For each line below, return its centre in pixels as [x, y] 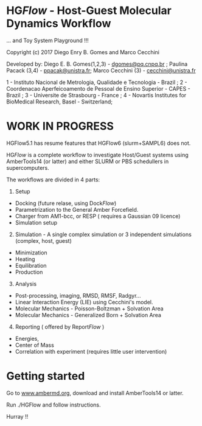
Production [29, 272]
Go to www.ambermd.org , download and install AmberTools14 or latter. [95, 393]
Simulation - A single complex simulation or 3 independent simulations [103, 234]
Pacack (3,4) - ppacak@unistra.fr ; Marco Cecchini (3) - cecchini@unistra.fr [101, 70]
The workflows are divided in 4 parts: [53, 180]
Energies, [27, 338]
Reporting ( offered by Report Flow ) [60, 327]
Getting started [46, 376]
